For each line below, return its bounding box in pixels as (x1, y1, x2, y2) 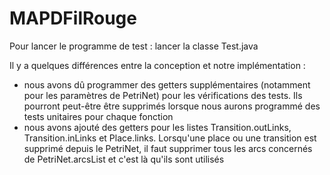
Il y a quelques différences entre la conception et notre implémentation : (9, 59, 306, 71)
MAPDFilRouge (9, 7, 137, 30)
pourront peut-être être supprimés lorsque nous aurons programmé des (23, 100, 321, 112)
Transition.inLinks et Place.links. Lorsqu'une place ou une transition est (23, 132, 317, 144)
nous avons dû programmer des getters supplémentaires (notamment (23, 78, 311, 91)
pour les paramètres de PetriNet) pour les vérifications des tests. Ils (23, 89, 303, 101)
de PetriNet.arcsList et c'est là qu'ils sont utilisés (23, 153, 225, 165)
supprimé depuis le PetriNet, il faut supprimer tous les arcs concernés (23, 142, 313, 154)
